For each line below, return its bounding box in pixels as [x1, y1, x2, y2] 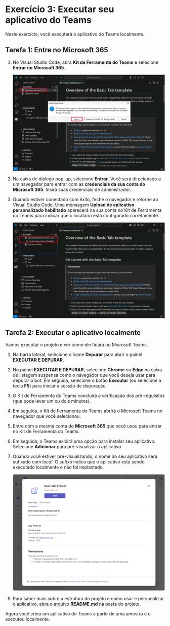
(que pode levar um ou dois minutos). [12, 398, 91, 404]
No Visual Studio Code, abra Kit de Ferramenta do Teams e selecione [12, 59, 159, 65]
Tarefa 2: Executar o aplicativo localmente [5, 328, 141, 337]
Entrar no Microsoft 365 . [12, 64, 66, 70]
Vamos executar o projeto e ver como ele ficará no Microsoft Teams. [5, 341, 148, 347]
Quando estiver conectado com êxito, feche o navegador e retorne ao [12, 197, 158, 203]
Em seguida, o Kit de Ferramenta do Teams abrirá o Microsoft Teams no [12, 408, 163, 414]
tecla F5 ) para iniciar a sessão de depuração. [12, 382, 107, 388]
